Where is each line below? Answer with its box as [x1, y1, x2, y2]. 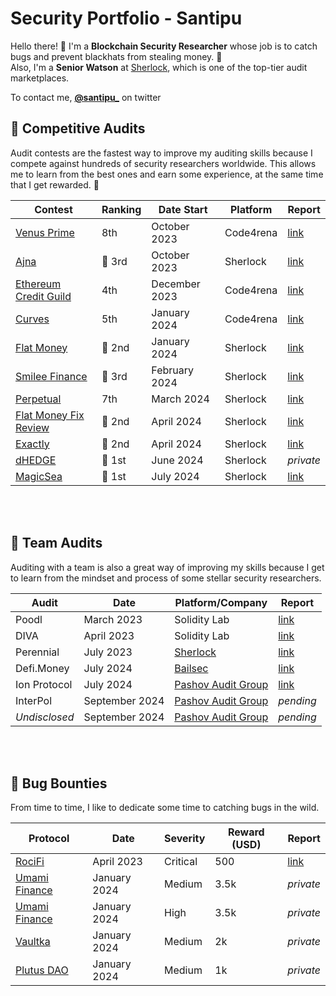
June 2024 [151, 453, 204, 467]
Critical [164, 855, 198, 869]
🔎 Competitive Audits [10, 120, 146, 137]
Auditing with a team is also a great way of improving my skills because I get [10, 561, 325, 573]
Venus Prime [15, 225, 75, 239]
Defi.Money [15, 661, 70, 675]
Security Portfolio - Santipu [10, 7, 243, 30]
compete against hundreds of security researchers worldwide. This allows [10, 157, 317, 169]
